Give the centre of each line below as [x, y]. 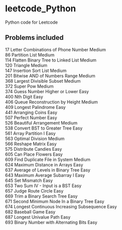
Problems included [34, 38]
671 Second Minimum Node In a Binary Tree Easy [55, 201]
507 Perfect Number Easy [31, 117]
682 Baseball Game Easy [30, 212]
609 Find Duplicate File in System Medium [48, 159]
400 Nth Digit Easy [24, 97]
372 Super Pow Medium [29, 86]
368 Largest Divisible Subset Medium [43, 81]
